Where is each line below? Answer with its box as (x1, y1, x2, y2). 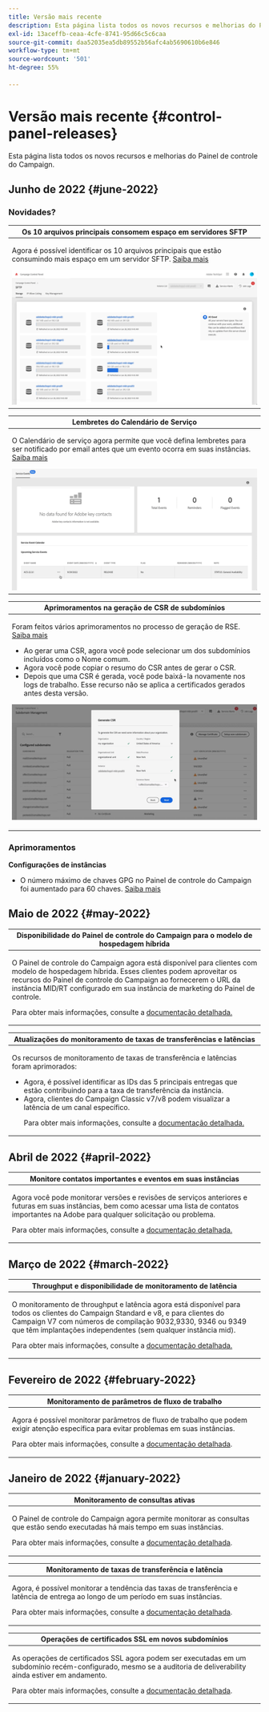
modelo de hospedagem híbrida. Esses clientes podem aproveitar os (11, 966, 238, 976)
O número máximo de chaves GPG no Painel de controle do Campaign (19, 876, 252, 885)
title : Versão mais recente (8, 13, 102, 21)
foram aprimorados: (11, 1061, 78, 1071)
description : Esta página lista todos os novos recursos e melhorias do (8, 21, 256, 30)
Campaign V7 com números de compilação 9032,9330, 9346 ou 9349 (11, 1317, 247, 1326)
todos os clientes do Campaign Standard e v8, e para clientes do (11, 1308, 225, 1317)
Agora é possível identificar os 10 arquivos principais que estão (11, 246, 222, 255)
